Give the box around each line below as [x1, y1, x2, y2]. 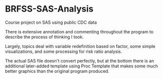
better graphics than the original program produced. [5, 68, 109, 74]
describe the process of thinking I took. [5, 34, 84, 40]
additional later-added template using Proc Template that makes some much [5, 63, 158, 69]
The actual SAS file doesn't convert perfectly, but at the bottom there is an [5, 58, 154, 63]
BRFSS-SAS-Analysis [5, 3, 94, 15]
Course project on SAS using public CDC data [5, 19, 97, 25]
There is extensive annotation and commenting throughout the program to [5, 29, 154, 34]
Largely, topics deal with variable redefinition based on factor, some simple [5, 43, 156, 49]
